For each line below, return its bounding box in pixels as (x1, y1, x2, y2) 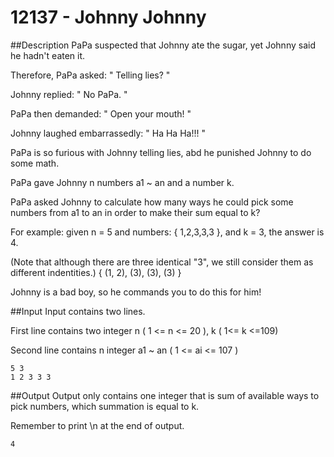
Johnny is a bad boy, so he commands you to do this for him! (10, 286, 262, 298)
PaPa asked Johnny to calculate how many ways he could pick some (10, 196, 294, 208)
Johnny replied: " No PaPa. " (10, 88, 128, 100)
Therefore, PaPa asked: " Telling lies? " (10, 69, 171, 81)
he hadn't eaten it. (10, 49, 86, 61)
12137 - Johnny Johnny (10, 6, 207, 29)
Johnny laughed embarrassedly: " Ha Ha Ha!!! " (10, 127, 206, 139)
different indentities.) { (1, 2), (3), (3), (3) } (10, 266, 182, 278)
